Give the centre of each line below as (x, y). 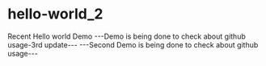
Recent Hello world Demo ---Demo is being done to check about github (127, 36)
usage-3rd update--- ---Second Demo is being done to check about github (133, 44)
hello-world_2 (55, 14)
